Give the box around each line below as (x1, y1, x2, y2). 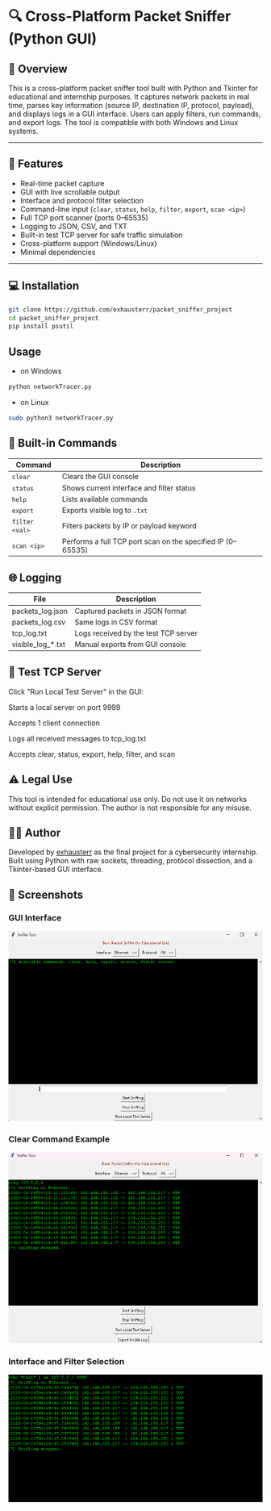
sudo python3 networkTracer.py (8, 414, 114, 422)
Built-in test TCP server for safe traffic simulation (19, 230, 183, 240)
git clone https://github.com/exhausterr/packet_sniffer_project (8, 305, 232, 314)
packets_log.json (11, 606, 69, 616)
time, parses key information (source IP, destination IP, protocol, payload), (8, 101, 254, 110)
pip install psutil (8, 323, 74, 331)
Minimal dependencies (19, 247, 96, 257)
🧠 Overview (8, 62, 68, 76)
